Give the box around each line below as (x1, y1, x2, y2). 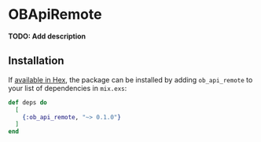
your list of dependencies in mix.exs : (8, 83, 127, 93)
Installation (8, 54, 64, 67)
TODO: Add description (8, 31, 86, 41)
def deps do (8, 98, 47, 107)
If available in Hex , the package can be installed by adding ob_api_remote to (8, 75, 253, 84)
